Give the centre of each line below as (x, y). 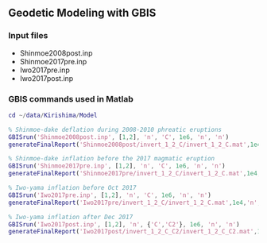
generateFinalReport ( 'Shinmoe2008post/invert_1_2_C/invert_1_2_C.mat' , (129, 145)
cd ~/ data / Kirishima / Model (53, 115)
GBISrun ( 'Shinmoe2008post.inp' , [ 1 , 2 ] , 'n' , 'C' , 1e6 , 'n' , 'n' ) (119, 137)
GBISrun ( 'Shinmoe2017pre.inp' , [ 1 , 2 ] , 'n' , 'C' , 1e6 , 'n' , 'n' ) (117, 166)
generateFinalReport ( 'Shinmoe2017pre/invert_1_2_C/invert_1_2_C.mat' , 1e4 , (135, 174)
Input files (28, 36)
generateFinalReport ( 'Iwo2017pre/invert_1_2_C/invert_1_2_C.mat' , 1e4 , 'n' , (135, 202)
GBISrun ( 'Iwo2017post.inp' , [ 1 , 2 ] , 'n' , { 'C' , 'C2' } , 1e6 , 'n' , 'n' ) (124, 224)
